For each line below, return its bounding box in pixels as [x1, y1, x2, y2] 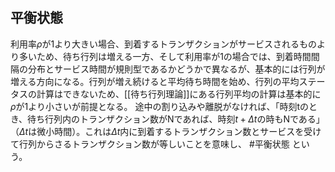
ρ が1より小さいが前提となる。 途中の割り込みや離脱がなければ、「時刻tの [10, 100, 310, 112]
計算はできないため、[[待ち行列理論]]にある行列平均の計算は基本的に [36, 88, 322, 100]
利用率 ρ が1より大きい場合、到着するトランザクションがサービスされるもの [10, 38, 317, 50]
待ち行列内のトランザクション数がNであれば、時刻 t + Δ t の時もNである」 [27, 113, 325, 125]
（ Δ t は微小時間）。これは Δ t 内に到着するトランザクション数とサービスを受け [10, 125, 322, 137]
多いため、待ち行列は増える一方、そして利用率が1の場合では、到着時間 [18, 50, 312, 62]
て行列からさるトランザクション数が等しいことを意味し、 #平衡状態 [10, 138, 290, 150]
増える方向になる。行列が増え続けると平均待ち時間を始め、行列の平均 [10, 75, 300, 87]
